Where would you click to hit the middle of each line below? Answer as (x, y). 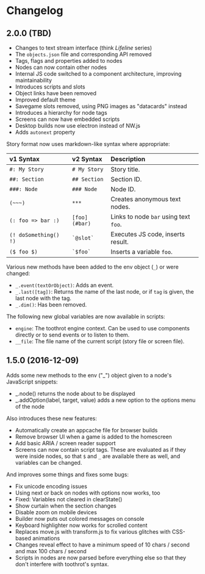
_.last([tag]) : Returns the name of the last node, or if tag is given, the (104, 292)
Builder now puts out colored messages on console (80, 518)
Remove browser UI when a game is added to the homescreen (93, 437)
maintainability (34, 80)
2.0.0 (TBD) (29, 33)
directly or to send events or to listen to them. (72, 335)
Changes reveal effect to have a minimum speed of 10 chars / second (103, 545)
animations (46, 538)
